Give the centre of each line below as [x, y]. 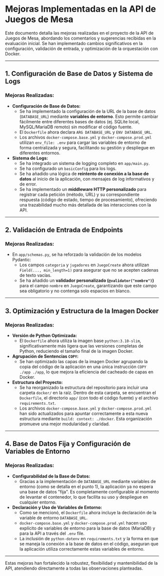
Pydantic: [22, 260]
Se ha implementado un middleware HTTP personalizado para [83, 189]
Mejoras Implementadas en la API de [81, 9]
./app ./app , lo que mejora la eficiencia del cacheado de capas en [86, 372]
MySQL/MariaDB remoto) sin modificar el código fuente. [76, 127]
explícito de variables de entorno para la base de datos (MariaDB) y [87, 528]
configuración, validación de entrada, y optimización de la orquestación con [82, 48]
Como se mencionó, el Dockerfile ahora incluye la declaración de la [88, 512]
